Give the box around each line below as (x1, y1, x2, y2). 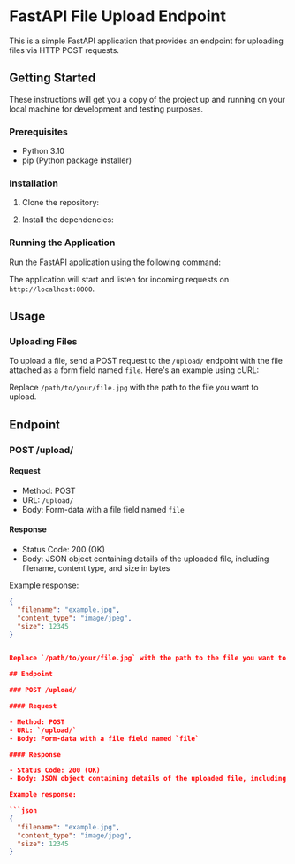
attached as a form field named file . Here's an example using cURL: (9, 365, 260, 375)
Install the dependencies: (21, 214, 115, 225)
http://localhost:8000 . (9, 283, 95, 294)
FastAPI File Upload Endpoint (9, 6, 227, 27)
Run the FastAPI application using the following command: (9, 257, 222, 267)
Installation (9, 177, 59, 189)
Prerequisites (9, 126, 68, 138)
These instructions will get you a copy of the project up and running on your (9, 94, 285, 104)
